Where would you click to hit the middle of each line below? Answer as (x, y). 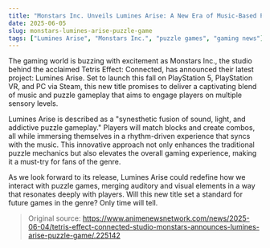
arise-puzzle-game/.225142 (74, 236)
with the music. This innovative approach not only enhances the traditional (131, 144)
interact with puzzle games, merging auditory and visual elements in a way (132, 186)
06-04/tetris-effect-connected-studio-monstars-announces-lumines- (143, 227)
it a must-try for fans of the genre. (65, 162)
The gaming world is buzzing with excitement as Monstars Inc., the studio (131, 61)
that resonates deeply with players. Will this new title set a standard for (126, 194)
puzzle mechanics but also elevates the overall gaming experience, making (133, 153)
